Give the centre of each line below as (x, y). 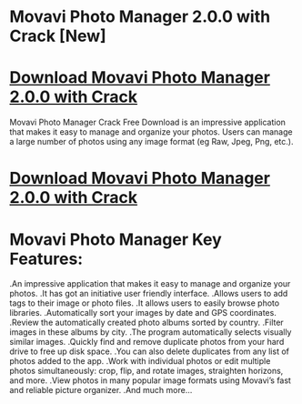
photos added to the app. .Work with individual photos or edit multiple (140, 361)
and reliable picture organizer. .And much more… (101, 390)
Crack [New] (58, 36)
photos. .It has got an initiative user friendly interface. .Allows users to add (149, 294)
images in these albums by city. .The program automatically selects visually (151, 332)
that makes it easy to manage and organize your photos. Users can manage (151, 132)
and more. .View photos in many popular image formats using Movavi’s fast (150, 380)
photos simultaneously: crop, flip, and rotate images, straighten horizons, (146, 371)
